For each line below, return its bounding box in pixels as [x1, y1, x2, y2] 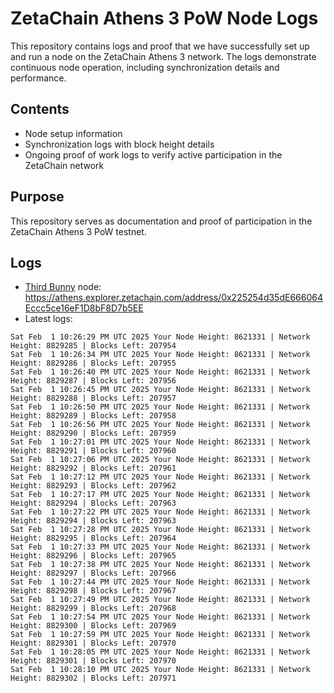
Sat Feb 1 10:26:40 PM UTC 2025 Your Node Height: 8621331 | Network [10, 367, 311, 377]
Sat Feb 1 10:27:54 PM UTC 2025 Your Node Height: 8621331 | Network [10, 612, 311, 622]
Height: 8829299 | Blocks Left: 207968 [10, 603, 177, 614]
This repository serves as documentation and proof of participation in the [10, 215, 313, 227]
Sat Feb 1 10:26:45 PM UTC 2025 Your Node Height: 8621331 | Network [10, 385, 311, 395]
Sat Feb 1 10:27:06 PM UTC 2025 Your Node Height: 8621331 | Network [10, 455, 311, 465]
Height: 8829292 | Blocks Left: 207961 [10, 463, 177, 474]
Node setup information [24, 127, 123, 139]
